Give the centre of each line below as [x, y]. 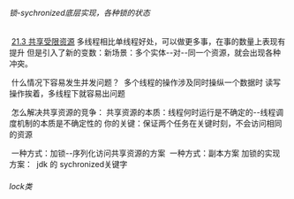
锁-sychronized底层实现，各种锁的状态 [80, 12]
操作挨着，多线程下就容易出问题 [67, 94]
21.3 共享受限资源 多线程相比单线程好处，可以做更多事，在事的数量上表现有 [148, 42]
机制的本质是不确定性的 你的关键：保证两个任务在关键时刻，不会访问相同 [149, 124]
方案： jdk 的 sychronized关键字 [68, 165]
